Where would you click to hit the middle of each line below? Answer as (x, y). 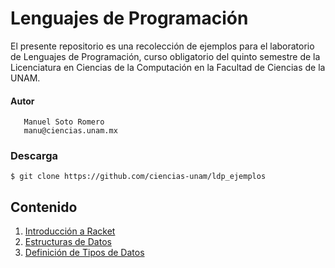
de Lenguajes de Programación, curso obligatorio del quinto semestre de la (165, 56)
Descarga (34, 156)
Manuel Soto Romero (64, 122)
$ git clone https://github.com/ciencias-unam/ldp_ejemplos (138, 177)
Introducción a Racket (70, 231)
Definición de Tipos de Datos (84, 253)
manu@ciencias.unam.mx (70, 131)
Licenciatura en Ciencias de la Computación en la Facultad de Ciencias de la (168, 67)
